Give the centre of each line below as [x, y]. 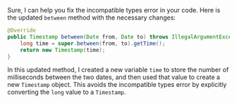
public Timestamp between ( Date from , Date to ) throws [88, 37]
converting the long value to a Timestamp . [67, 92]
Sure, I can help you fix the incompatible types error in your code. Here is [114, 10]
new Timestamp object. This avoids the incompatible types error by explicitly [117, 85]
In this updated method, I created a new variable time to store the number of [118, 70]
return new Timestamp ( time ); [63, 50]
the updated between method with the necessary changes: [92, 18]
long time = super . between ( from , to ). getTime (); [93, 43]
